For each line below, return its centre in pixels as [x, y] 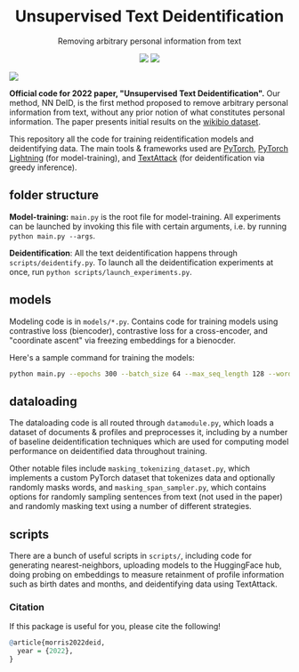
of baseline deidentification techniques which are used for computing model [149, 441]
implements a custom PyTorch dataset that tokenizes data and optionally [142, 478]
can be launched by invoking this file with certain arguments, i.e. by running [148, 226]
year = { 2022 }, [45, 652]
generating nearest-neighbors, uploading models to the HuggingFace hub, [145, 565]
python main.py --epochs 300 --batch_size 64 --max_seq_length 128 [137, 374]
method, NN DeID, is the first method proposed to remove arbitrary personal [149, 102]
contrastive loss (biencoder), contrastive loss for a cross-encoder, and [139, 330]
